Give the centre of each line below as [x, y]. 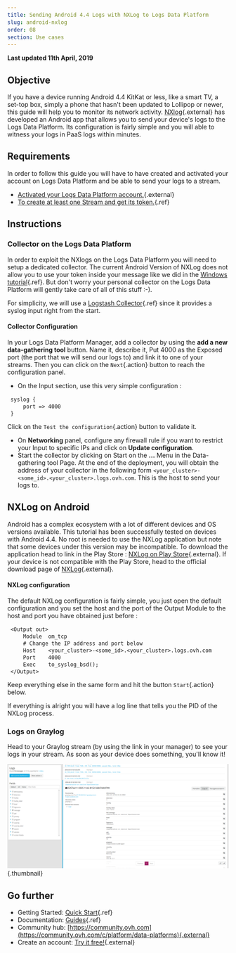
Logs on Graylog [36, 731]
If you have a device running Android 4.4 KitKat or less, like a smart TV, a [113, 97]
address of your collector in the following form [85, 470]
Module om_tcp [45, 637]
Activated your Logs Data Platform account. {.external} [96, 194]
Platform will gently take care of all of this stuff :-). [80, 289]
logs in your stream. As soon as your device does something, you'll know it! [117, 754]
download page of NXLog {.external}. [60, 569]
